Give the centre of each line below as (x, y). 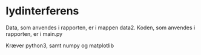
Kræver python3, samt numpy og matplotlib (60, 45)
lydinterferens (42, 11)
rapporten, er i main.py (34, 33)
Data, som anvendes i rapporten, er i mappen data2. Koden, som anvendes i (100, 27)
